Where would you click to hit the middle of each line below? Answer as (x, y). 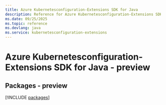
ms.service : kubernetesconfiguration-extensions (56, 33)
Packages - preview (36, 86)
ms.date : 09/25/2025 (26, 19)
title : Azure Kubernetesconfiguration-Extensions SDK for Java (72, 10)
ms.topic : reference (26, 23)
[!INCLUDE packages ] (27, 97)
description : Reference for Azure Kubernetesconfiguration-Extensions (79, 14)
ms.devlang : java (23, 28)
